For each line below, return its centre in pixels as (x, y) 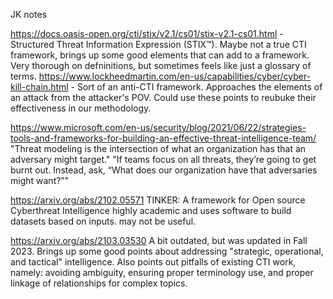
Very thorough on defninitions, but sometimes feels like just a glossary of (161, 65)
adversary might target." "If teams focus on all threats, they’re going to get (163, 159)
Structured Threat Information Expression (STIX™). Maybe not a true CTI (158, 44)
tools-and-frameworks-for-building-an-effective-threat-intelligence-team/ (163, 138)
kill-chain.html (39, 87)
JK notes (28, 14)
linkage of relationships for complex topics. (99, 283)
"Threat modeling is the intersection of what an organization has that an (158, 148)
